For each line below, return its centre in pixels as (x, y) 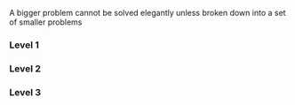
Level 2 (25, 68)
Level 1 (24, 45)
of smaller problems (46, 22)
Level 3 (25, 92)
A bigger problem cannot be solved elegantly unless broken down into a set (147, 13)
